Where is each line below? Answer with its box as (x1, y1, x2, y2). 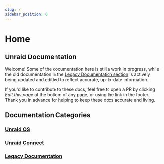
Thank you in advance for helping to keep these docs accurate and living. (5, 97, 155, 103)
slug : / (5, 7, 21, 12)
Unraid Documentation (5, 53, 77, 61)
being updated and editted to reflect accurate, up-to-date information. (5, 76, 149, 82)
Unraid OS (5, 126, 31, 133)
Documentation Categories (5, 111, 91, 119)
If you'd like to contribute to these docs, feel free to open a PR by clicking (5, 86, 155, 92)
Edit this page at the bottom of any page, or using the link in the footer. (5, 91, 150, 97)
